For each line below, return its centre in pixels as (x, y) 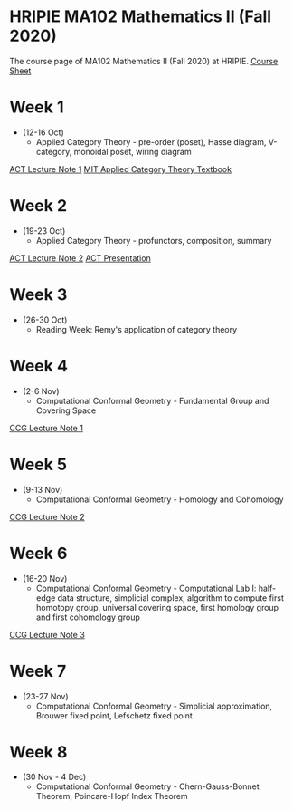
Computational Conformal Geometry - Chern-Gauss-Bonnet (147, 786)
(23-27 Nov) (46, 696)
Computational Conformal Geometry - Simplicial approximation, (154, 706)
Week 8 (38, 752)
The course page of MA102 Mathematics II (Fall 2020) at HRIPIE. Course (144, 61)
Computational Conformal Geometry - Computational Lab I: (146, 588)
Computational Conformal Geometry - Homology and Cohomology (160, 499)
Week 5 (38, 464)
